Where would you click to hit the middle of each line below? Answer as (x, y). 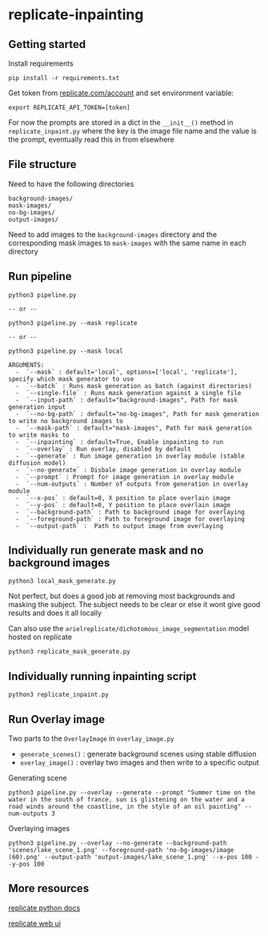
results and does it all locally (55, 613)
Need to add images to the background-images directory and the (113, 234)
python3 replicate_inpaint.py (59, 695)
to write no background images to (66, 421)
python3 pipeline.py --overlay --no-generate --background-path (118, 843)
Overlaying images (39, 829)
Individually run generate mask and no (106, 551)
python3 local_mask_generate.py (62, 582)
